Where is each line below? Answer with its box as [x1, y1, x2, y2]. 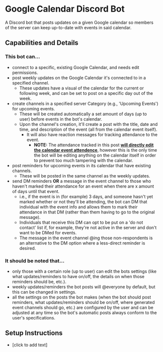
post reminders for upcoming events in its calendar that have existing [12, 162, 151, 168]
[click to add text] [12, 342, 48, 348]
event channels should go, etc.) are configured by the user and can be [12, 304, 154, 310]
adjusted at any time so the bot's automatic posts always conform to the [12, 310, 157, 316]
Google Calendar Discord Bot [5, 3, 125, 15]
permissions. [12, 70, 38, 75]
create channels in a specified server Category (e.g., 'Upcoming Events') [12, 101, 159, 106]
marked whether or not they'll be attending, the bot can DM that [19, 198, 147, 205]
